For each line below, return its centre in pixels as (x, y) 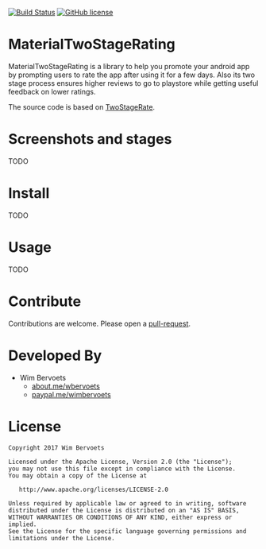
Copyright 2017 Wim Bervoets (56, 448)
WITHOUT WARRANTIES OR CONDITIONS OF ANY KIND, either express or (120, 517)
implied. (23, 524)
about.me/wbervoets (66, 386)
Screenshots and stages (90, 139)
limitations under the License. (62, 538)
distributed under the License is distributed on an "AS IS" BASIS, (124, 510)
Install (29, 193)
